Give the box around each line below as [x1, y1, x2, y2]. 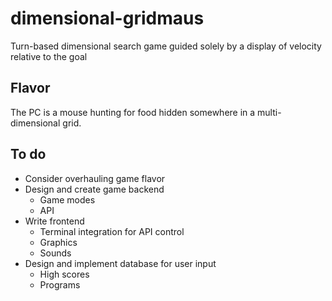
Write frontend [24, 215, 85, 227]
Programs [39, 278, 81, 291]
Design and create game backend [24, 183, 165, 195]
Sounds [39, 247, 72, 259]
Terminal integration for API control [39, 225, 185, 237]
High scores [39, 268, 90, 280]
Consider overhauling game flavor [24, 172, 166, 184]
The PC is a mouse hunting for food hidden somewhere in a [10, 106, 256, 118]
